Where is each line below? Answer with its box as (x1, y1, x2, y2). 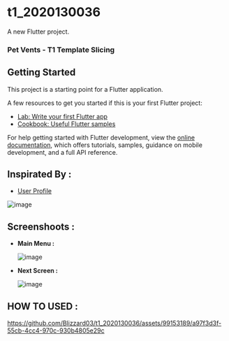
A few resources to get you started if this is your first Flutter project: (7, 99, 202, 107)
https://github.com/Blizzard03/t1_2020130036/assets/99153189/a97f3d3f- (7, 319, 222, 328)
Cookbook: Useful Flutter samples (17, 120, 116, 128)
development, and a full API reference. (7, 148, 118, 156)
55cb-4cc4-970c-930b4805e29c (7, 326, 105, 335)
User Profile (17, 187, 52, 195)
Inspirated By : (7, 169, 72, 181)
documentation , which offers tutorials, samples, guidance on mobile (7, 141, 202, 149)
